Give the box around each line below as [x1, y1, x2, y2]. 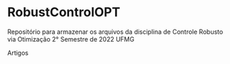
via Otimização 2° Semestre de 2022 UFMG [7, 34, 135, 43]
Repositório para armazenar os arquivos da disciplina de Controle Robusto [7, 27, 224, 36]
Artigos [7, 49, 29, 57]
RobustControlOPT [7, 4, 121, 20]
